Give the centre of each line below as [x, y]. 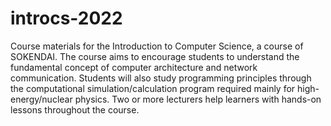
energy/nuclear [41, 99]
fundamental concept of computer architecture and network [134, 67]
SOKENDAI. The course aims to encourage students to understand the [155, 56]
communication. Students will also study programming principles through [161, 78]
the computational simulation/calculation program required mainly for [153, 88]
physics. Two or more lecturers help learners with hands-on [198, 99]
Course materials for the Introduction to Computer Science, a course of [157, 46]
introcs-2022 [66, 18]
